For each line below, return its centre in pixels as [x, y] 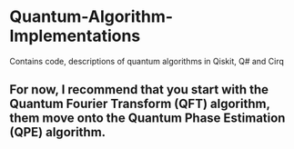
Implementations [75, 36]
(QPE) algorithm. [58, 132]
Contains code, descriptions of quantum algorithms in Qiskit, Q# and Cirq [147, 61]
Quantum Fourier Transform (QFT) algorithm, [140, 104]
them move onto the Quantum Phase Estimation [147, 119]
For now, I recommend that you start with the [139, 89]
